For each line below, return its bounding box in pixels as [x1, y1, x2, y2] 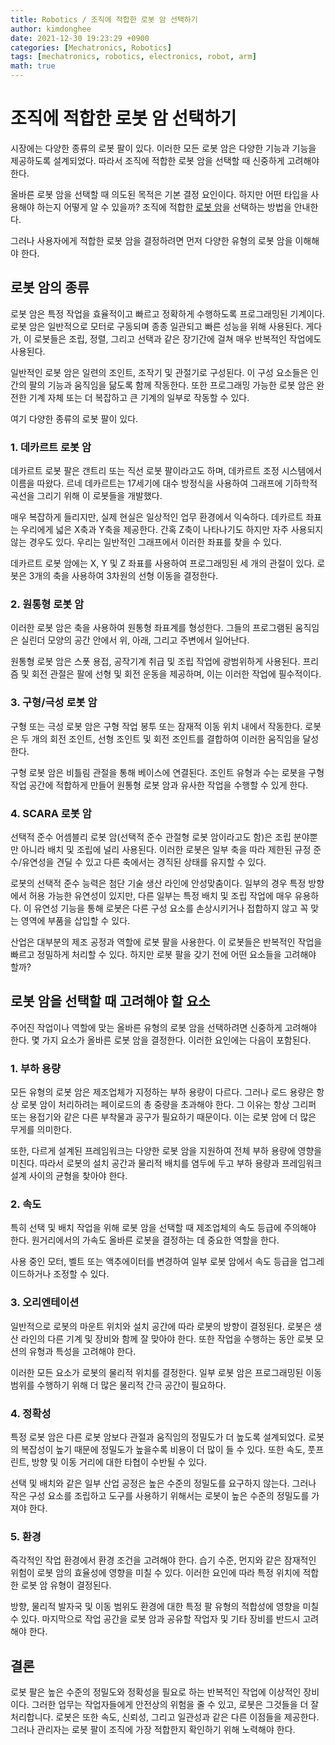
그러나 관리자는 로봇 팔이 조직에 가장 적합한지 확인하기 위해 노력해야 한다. [10, 1724, 296, 1736]
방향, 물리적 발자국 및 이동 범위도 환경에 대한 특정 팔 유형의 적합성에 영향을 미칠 [10, 1601, 320, 1613]
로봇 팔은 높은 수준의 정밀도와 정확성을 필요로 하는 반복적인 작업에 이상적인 [10, 1686, 302, 1698]
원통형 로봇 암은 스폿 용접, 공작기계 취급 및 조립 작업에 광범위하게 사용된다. [10, 656, 301, 668]
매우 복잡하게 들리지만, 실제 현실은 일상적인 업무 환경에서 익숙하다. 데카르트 [10, 511, 304, 523]
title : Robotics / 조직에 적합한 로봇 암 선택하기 [10, 14, 198, 25]
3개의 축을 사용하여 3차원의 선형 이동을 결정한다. [28, 570, 219, 582]
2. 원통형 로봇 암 [10, 597, 85, 611]
